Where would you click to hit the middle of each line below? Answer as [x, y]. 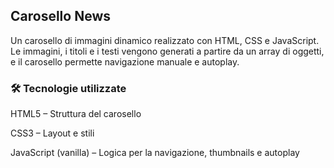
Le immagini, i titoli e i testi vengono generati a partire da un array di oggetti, [167, 51]
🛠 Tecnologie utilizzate [68, 88]
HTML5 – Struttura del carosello [76, 114]
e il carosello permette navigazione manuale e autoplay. [125, 61]
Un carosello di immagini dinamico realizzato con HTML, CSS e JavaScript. [165, 40]
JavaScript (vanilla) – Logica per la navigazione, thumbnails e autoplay [155, 153]
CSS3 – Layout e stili [52, 133]
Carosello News [60, 16]
